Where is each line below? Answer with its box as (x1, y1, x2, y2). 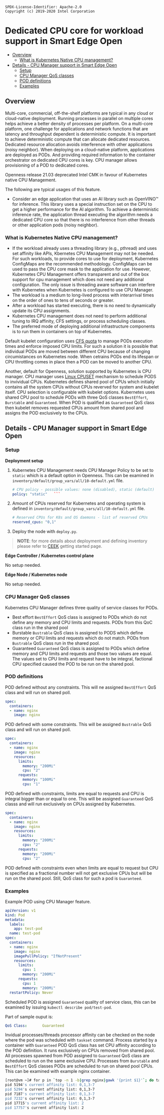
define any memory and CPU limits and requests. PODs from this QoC (12, 619, 153, 625)
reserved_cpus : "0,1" (12, 520, 57, 525)
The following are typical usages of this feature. (5, 186, 101, 192)
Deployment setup (5, 458, 43, 463)
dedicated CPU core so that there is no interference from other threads (12, 217, 155, 222)
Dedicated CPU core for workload (5, 25, 144, 36)
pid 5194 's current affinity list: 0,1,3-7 (5, 1083, 95, 1088)
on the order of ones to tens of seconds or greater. (12, 297, 115, 303)
